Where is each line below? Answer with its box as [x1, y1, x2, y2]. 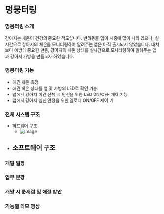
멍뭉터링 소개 [5, 23, 34, 30]
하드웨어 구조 [12, 123, 38, 129]
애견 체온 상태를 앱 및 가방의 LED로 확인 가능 [12, 85, 97, 91]
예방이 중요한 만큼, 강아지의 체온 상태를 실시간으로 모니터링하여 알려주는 [14, 48, 152, 53]
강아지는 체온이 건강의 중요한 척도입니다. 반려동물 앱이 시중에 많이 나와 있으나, [5, 35, 154, 41]
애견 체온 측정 [12, 79, 39, 85]
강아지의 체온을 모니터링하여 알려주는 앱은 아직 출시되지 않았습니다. [22, 41, 150, 47]
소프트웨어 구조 [12, 144, 56, 152]
